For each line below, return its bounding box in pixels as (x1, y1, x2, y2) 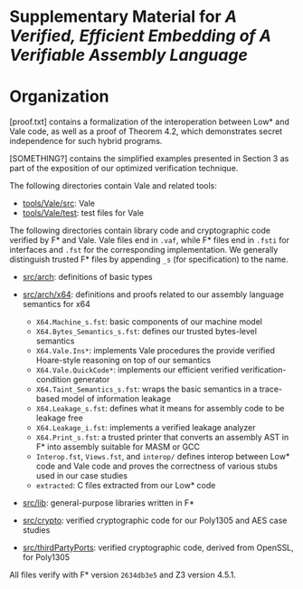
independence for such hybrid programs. (9, 136, 163, 147)
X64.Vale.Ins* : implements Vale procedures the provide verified (35, 345, 276, 356)
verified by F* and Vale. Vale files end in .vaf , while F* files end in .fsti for (9, 235, 290, 246)
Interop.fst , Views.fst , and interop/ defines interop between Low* (35, 451, 290, 462)
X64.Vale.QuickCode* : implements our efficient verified (35, 364, 240, 375)
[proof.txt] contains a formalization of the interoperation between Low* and (9, 116, 289, 128)
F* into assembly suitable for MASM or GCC (35, 441, 201, 452)
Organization (9, 86, 109, 107)
